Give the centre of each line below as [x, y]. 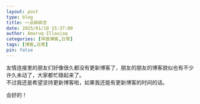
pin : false [20, 50]
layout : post [22, 12]
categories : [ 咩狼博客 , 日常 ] [40, 39]
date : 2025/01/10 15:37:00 [40, 28]
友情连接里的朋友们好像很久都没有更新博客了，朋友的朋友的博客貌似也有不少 [100, 67]
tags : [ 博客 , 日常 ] [27, 45]
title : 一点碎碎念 [27, 22]
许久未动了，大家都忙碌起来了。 [45, 75]
